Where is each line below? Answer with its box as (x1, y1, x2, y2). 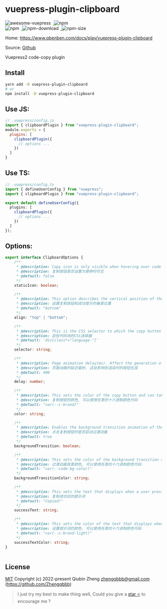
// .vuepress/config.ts (5, 182, 55, 187)
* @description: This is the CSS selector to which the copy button (16, 329, 162, 334)
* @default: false (16, 273, 55, 278)
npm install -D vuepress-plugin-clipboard (5, 91, 94, 96)
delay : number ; (14, 379, 46, 384)
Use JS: (5, 105, 30, 113)
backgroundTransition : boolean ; (14, 443, 81, 449)
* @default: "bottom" (16, 306, 61, 311)
